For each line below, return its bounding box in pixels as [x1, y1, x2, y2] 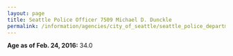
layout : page [7, 10, 45, 17]
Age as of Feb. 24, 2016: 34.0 [7, 42, 93, 50]
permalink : [7, 23, 39, 29]
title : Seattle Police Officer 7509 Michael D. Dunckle [7, 16, 172, 23]
